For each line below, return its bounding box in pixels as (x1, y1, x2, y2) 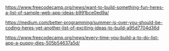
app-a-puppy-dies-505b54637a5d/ (5, 40, 80, 46)
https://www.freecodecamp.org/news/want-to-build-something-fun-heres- (5, 5, 164, 10)
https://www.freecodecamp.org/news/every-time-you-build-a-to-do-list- (5, 35, 159, 40)
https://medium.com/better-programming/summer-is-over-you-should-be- (5, 20, 163, 25)
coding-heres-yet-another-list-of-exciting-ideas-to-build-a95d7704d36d (5, 25, 160, 31)
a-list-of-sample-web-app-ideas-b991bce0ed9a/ (5, 10, 109, 16)
